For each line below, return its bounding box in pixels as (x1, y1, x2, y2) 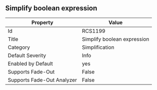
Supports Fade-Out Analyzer (8, 76, 77, 83)
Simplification (82, 44, 115, 51)
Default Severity (8, 52, 47, 59)
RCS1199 (82, 27, 105, 34)
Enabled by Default (8, 60, 53, 67)
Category (8, 44, 30, 51)
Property (31, 19, 54, 26)
